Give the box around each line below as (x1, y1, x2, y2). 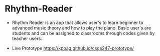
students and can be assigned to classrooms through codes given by (12, 30, 155, 36)
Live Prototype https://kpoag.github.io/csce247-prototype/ (12, 45, 134, 51)
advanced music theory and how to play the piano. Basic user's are (12, 24, 151, 30)
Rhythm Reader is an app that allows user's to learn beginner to (12, 19, 143, 25)
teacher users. (12, 35, 42, 41)
